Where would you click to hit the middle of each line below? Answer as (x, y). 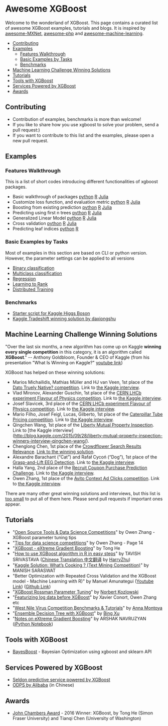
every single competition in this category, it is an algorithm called (73, 352)
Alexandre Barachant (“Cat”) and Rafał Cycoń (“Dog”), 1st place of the (85, 457)
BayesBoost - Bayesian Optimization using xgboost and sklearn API (82, 652)
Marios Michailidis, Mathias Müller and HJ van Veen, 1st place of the (83, 382)
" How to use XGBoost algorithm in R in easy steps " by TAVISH (76, 553)
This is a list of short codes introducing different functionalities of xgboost (81, 182)
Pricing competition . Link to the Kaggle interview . (63, 419)
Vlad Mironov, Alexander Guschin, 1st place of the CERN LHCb (77, 392)
